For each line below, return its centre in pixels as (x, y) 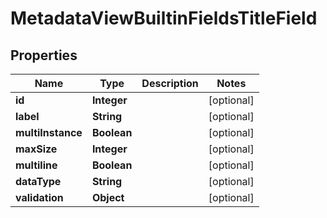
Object (108, 197)
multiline (36, 165)
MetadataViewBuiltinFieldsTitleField (164, 18)
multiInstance (49, 132)
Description (170, 83)
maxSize (36, 149)
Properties (44, 55)
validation (39, 197)
